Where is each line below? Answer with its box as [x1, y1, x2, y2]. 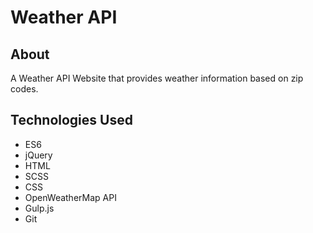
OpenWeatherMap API [24, 191, 117, 203]
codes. [10, 83, 39, 95]
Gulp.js [24, 202, 55, 214]
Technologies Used [10, 112, 133, 129]
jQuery [24, 149, 53, 161]
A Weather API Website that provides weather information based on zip [10, 72, 304, 84]
